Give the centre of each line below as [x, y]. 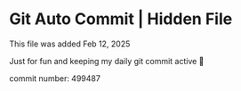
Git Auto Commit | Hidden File [121, 19]
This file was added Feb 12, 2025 [70, 44]
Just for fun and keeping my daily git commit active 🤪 [107, 61]
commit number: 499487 [55, 78]
